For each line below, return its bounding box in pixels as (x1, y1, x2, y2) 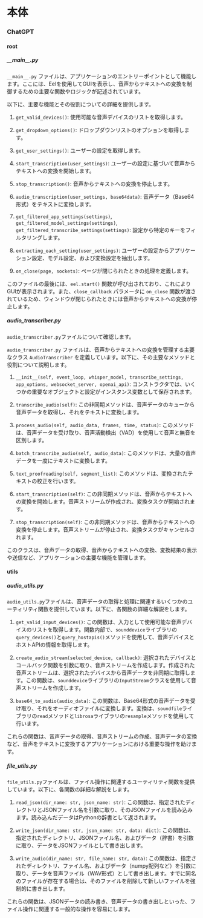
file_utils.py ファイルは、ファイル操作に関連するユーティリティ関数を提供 (7, 778, 195, 785)
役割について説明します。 (7, 361, 70, 368)
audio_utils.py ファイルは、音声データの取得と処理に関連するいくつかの (7, 598, 188, 605)
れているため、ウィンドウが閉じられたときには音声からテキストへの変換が (7, 295, 192, 302)
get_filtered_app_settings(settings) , (15, 213, 112, 220)
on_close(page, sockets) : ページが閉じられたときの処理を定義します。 (15, 267, 192, 274)
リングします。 (26, 234, 63, 241)
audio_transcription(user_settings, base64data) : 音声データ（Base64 (15, 193, 195, 200)
